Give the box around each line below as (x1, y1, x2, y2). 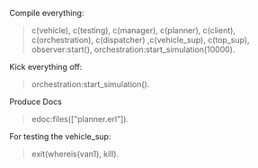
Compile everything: (9, 8, 85, 18)
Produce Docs (9, 96, 63, 107)
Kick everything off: (9, 62, 83, 72)
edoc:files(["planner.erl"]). (31, 114, 129, 124)
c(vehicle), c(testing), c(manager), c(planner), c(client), (31, 25, 236, 35)
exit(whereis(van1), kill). (31, 148, 120, 159)
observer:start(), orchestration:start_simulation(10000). (31, 44, 236, 55)
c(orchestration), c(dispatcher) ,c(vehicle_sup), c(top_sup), (31, 35, 250, 45)
